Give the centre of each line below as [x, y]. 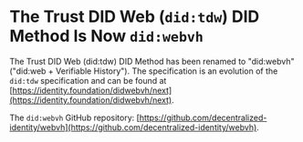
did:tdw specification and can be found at [88, 80]
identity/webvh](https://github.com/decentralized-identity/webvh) [133, 127]
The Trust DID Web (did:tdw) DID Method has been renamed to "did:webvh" [152, 61]
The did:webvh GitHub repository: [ [74, 117]
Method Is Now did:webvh [106, 36]
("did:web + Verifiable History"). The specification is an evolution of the [144, 71]
